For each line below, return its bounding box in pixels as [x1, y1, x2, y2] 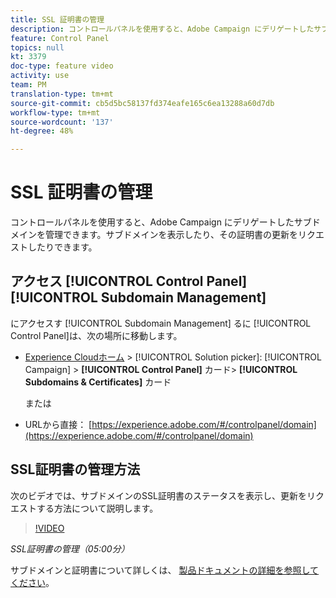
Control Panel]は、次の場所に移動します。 [10, 329, 183, 341]
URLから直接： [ [24, 418, 93, 430]
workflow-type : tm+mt [10, 107, 101, 118]
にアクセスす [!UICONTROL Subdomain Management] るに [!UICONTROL [10, 317, 312, 329]
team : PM [10, 80, 47, 90]
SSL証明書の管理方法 [10, 461, 141, 478]
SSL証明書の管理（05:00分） [10, 542, 130, 555]
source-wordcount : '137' [10, 117, 114, 127]
